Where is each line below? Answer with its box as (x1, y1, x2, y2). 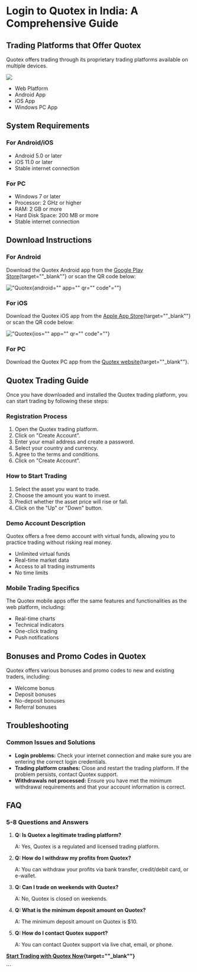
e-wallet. (14, 872, 37, 880)
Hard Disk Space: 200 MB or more (14, 211, 99, 218)
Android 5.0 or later (14, 152, 62, 159)
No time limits (14, 569, 49, 576)
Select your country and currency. (14, 445, 99, 452)
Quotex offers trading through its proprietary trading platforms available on (6, 56, 188, 63)
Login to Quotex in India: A (6, 4, 138, 18)
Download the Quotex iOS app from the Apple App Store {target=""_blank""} (6, 312, 191, 319)
